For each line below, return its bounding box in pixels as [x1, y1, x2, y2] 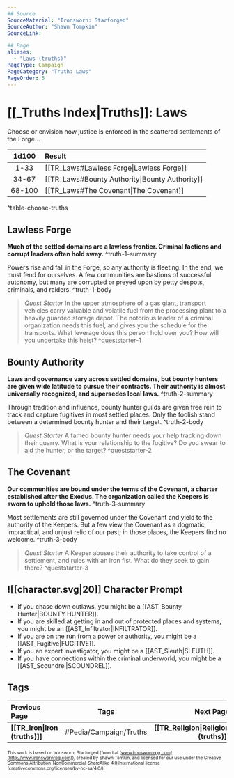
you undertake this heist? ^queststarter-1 [24, 336, 141, 345]
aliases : [7, 49, 33, 56]
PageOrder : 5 [7, 75, 45, 81]
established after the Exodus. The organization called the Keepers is [7, 492, 209, 500]
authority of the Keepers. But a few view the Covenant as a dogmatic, [7, 520, 207, 529]
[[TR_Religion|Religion [154, 722, 230, 732]
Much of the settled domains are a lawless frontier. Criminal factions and [7, 242, 222, 251]
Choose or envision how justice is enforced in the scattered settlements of [7, 127, 221, 136]
